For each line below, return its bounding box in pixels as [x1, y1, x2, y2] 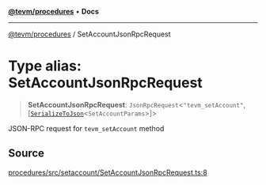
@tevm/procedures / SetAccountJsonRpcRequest [8, 29, 172, 39]
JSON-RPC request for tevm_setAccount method [8, 123, 165, 133]
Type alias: [8, 57, 82, 75]
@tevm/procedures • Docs [8, 7, 99, 16]
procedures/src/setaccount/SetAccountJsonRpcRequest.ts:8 [8, 168, 207, 177]
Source [8, 146, 45, 160]
